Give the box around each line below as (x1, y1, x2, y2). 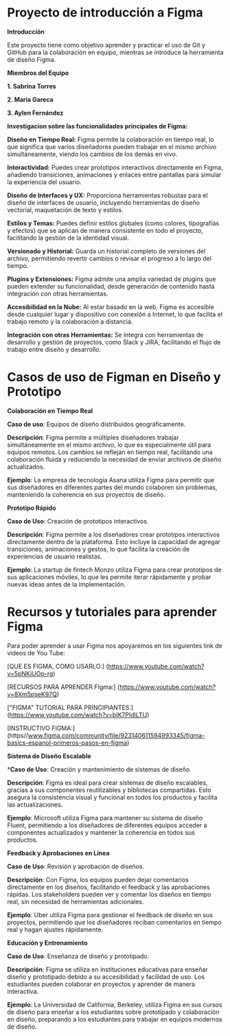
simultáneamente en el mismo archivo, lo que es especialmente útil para (7, 440, 211, 449)
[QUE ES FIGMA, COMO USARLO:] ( (7, 662, 108, 671)
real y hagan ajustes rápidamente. (7, 925, 103, 934)
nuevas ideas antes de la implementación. (7, 580, 126, 588)
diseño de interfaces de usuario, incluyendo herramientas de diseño (7, 198, 200, 207)
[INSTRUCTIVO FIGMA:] (7, 723, 76, 732)
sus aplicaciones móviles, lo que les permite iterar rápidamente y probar (7, 572, 211, 581)
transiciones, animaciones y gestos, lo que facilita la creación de (7, 545, 190, 553)
